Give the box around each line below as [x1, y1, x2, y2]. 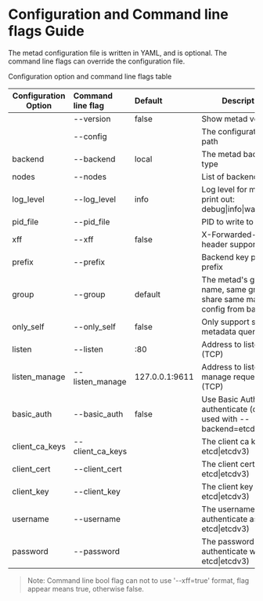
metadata [201, 326, 237, 337]
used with [201, 413, 238, 424]
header [201, 239, 229, 250]
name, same [201, 284, 247, 295]
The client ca [201, 435, 250, 446]
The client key [201, 481, 254, 492]
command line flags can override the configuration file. [8, 56, 186, 66]
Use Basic [201, 394, 239, 405]
